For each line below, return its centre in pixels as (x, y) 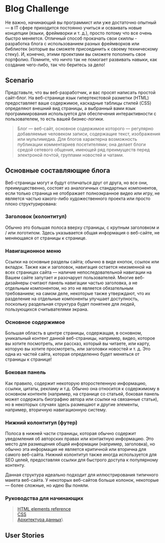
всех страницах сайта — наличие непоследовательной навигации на (79, 272)
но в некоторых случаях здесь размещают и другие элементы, (72, 404)
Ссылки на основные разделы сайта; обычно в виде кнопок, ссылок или (82, 262)
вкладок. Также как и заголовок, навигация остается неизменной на (78, 267)
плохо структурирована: (31, 204)
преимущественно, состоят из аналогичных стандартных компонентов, (81, 188)
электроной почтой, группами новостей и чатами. (70, 155)
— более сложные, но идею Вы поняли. (47, 485)
